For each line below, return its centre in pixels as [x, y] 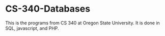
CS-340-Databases [48, 9]
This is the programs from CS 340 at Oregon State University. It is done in [83, 23]
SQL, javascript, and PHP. [32, 28]
